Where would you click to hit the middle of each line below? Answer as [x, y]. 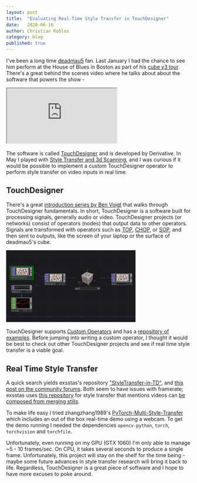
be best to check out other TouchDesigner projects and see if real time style [98, 344]
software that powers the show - [45, 79]
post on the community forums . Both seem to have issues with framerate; [95, 389]
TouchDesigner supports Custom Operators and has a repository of [88, 332]
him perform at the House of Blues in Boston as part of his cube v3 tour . [93, 67]
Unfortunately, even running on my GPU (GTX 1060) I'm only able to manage [98, 443]
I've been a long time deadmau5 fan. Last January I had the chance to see [96, 61]
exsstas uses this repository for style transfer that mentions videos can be [96, 395]
